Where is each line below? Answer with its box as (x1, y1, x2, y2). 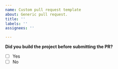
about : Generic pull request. (5, 12, 68, 17)
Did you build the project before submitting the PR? (5, 44, 113, 50)
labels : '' (5, 21, 28, 26)
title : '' (5, 16, 26, 21)
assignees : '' (5, 26, 35, 31)
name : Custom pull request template (5, 7, 81, 12)
